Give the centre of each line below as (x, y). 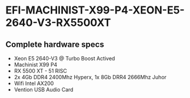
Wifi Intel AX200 (34, 83)
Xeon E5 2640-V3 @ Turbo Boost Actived (64, 58)
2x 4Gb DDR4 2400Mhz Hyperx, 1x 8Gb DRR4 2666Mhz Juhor (90, 77)
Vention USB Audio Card (44, 89)
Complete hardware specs (55, 44)
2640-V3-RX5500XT (58, 23)
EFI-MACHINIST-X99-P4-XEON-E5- (95, 10)
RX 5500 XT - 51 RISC (40, 71)
